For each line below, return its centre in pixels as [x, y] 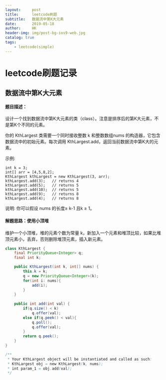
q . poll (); [42, 322]
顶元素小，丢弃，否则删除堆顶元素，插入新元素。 [55, 239]
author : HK [21, 28]
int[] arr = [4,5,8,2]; [30, 173]
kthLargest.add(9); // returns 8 [42, 194]
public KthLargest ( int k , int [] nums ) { [56, 267]
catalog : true [20, 38]
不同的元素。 [34, 125]
